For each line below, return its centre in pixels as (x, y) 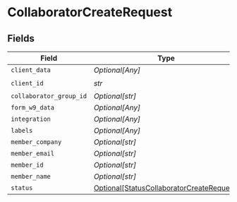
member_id (27, 165)
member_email (33, 154)
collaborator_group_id (49, 96)
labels (22, 130)
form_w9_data (33, 108)
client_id (27, 83)
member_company (36, 142)
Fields (21, 38)
